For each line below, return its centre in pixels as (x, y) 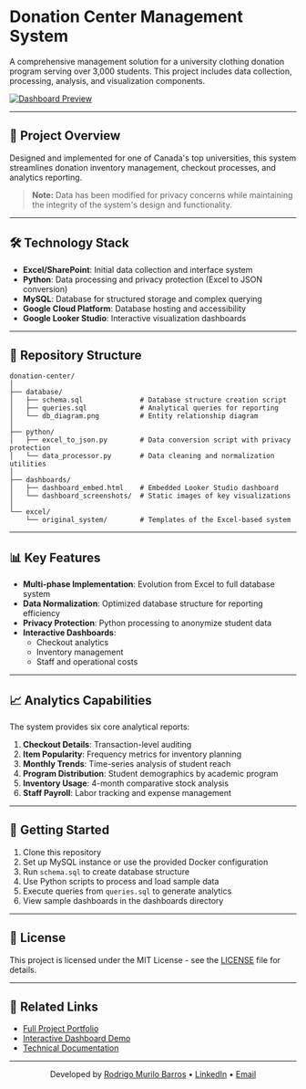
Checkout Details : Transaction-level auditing (107, 744)
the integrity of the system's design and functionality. (132, 204)
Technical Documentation (71, 1048)
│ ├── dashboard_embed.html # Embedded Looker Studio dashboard (144, 488)
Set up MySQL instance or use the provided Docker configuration (145, 862)
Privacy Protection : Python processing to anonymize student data (147, 623)
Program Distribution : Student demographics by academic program (150, 774)
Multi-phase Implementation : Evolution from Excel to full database (148, 584)
